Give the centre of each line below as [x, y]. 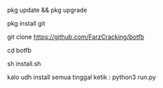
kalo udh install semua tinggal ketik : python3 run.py [81, 77]
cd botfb [19, 50]
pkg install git [26, 23]
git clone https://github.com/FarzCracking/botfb [76, 37]
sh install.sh [24, 64]
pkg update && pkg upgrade [48, 10]
